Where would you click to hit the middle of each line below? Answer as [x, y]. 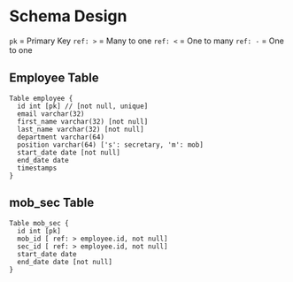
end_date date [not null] [65, 262]
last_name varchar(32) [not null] [81, 129]
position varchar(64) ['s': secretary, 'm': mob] [110, 145]
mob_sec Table [52, 203]
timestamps [37, 168]
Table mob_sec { [39, 223]
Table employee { [41, 98]
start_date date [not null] [69, 152]
